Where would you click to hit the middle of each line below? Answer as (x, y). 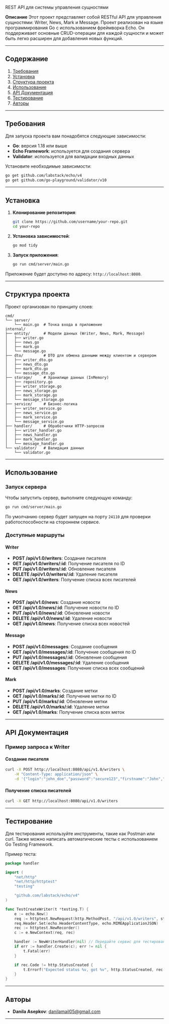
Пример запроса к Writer (37, 747)
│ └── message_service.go (35, 422)
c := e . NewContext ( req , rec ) (45, 933)
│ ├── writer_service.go (33, 408)
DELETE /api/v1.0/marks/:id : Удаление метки (61, 707)
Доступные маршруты (35, 535)
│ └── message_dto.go (30, 373)
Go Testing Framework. (29, 844)
